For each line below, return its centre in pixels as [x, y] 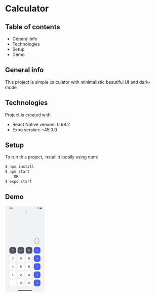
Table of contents [33, 27]
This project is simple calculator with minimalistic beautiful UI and [72, 82]
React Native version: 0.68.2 [41, 124]
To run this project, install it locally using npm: [52, 157]
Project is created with [28, 115]
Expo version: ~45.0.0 [35, 130]
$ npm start [17, 172]
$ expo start [19, 182]
